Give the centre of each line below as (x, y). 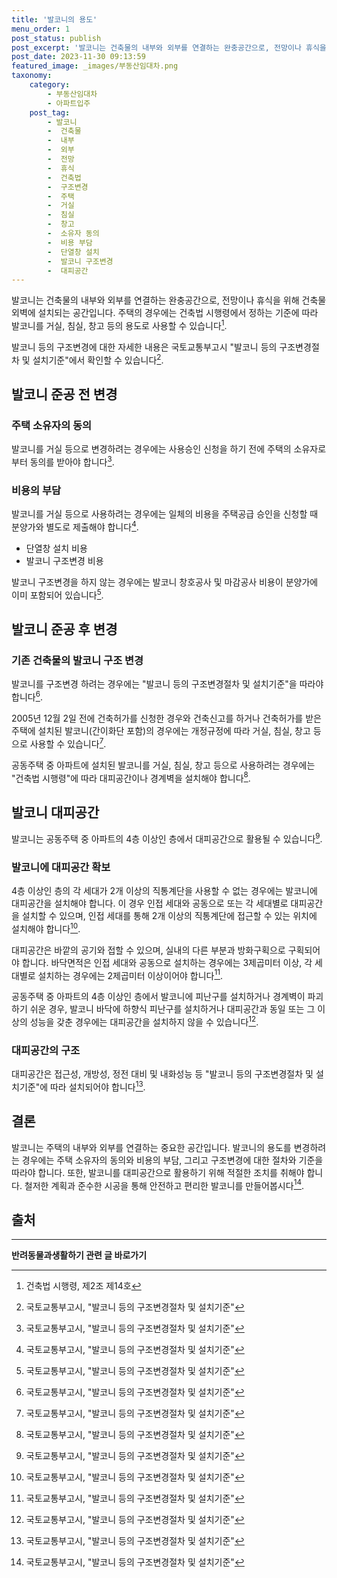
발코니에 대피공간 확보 (61, 867)
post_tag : (50, 112)
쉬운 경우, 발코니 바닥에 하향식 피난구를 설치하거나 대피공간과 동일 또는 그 (172, 1009)
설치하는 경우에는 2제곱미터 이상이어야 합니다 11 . (130, 974)
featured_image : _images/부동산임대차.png (95, 66)
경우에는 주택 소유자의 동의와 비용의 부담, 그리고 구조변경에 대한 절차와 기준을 (172, 1160)
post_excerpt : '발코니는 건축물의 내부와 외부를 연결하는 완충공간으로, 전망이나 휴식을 (169, 47)
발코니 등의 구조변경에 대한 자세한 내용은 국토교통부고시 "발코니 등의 (144, 347)
